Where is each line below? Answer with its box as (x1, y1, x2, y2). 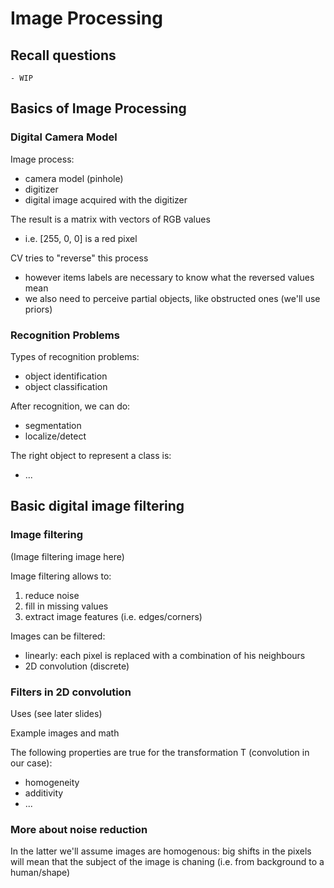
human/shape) (10, 867, 71, 879)
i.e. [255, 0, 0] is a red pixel (24, 232, 138, 244)
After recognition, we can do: (10, 400, 131, 412)
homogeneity (24, 776, 80, 788)
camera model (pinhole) (24, 172, 124, 184)
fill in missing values (24, 600, 109, 612)
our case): (10, 757, 53, 769)
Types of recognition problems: (10, 350, 140, 362)
